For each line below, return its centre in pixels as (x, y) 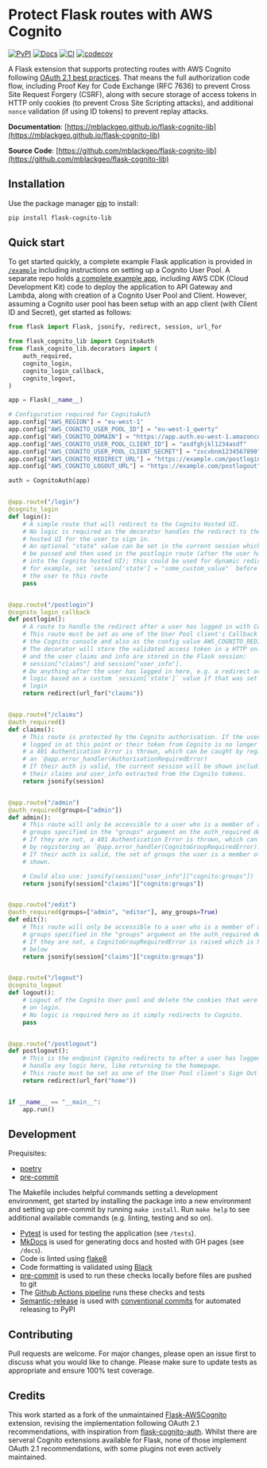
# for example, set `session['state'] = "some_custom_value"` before (140, 569)
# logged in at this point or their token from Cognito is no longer (140, 744)
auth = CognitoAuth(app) (49, 481)
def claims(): (32, 730)
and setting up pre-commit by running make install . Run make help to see (129, 1209)
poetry (31, 1169)
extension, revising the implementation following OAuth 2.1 (104, 1423)
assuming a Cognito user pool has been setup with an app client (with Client (133, 304)
